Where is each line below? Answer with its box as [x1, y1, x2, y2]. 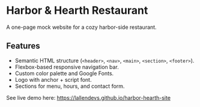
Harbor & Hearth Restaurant [6, 4, 148, 17]
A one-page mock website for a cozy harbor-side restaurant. [6, 23, 157, 31]
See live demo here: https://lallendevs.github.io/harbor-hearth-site [6, 94, 171, 101]
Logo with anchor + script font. [14, 76, 92, 83]
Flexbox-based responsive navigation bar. [14, 63, 119, 70]
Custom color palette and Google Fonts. [14, 70, 114, 77]
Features [6, 41, 40, 51]
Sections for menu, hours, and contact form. [14, 82, 125, 90]
